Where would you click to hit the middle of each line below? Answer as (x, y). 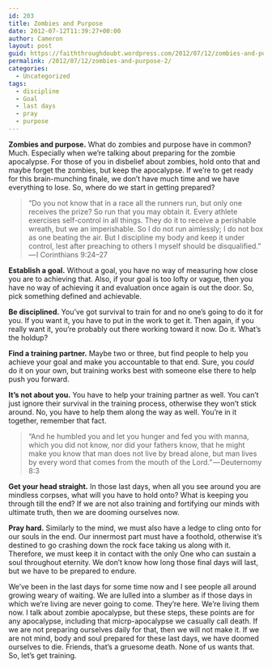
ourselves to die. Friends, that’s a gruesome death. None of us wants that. (132, 647)
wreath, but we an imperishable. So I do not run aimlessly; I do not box (146, 228)
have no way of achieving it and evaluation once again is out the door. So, (132, 287)
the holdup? (28, 338)
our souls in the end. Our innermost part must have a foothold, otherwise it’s (135, 536)
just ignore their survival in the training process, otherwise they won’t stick (133, 403)
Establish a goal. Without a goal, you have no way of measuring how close (133, 270)
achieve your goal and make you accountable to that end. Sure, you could (132, 362)
